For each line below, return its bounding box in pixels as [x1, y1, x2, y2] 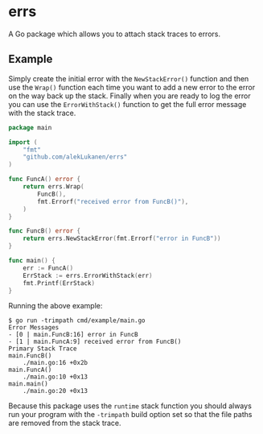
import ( [8, 138, 38, 147]
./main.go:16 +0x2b [23, 359, 88, 367]
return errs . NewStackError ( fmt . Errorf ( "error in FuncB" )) [23, 234, 221, 243]
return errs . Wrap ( [23, 183, 84, 191]
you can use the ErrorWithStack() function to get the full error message [8, 99, 247, 109]
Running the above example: [8, 301, 103, 311]
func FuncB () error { [8, 227, 81, 235]
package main [8, 123, 52, 131]
